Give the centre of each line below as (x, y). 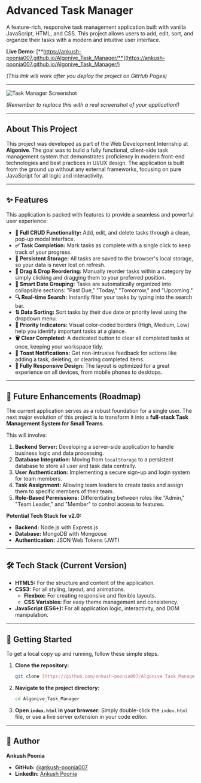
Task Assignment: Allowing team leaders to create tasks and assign (99, 485)
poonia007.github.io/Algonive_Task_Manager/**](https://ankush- (86, 58)
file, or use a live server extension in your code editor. (81, 716)
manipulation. (32, 615)
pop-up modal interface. (45, 239)
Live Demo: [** (25, 51)
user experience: (27, 221)
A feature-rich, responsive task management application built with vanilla (96, 27)
